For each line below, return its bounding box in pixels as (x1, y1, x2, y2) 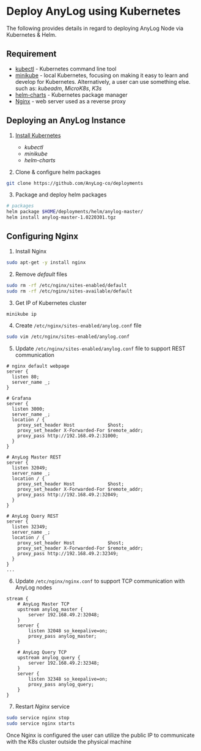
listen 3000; (12, 406, 45, 413)
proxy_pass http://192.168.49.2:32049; (17, 491, 119, 498)
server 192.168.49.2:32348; (28, 660, 100, 667)
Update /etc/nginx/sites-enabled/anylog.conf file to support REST (15, 345, 186, 353)
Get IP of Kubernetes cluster (15, 299, 87, 307)
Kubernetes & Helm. (6, 31, 57, 38)
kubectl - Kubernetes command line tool (15, 65, 117, 72)
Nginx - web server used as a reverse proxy (15, 97, 126, 105)
